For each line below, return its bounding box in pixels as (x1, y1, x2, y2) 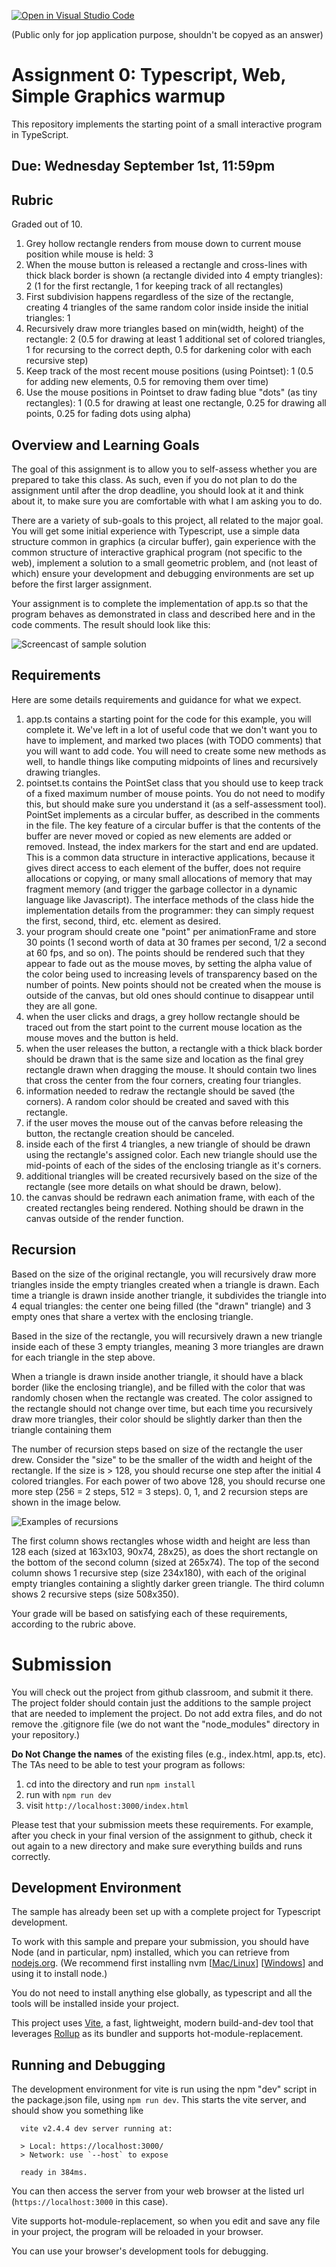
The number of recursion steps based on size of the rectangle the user (11, 1443, 303, 1455)
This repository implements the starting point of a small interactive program (11, 118, 323, 130)
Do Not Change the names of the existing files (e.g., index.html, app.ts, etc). (11, 1748, 326, 1760)
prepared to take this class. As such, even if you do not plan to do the (11, 473, 298, 485)
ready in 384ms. (20, 2168, 88, 2178)
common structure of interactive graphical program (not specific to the (11, 546, 303, 558)
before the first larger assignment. (11, 578, 153, 590)
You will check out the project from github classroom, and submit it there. (11, 1686, 314, 1698)
